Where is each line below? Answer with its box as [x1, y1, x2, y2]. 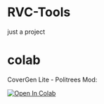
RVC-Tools [7, 4, 71, 20]
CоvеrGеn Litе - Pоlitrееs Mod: [7, 75, 98, 84]
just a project [7, 27, 46, 36]
